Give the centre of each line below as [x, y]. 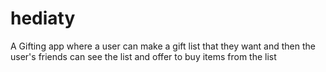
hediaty [43, 18]
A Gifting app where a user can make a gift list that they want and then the [163, 46]
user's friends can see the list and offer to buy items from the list [143, 56]
